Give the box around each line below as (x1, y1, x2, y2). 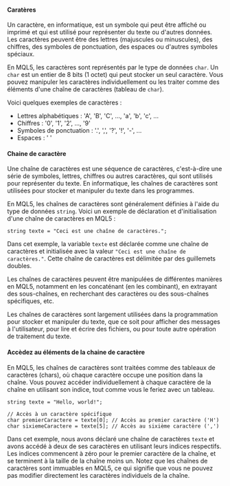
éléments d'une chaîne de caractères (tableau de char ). (7, 85, 164, 93)
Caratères (7, 5, 36, 14)
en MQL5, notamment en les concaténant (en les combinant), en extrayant (7, 283, 218, 291)
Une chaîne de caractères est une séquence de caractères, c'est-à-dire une (7, 165, 222, 173)
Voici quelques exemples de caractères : (7, 98, 122, 107)
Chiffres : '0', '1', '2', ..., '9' (16, 119, 91, 127)
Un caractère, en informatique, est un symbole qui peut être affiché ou (7, 21, 207, 29)
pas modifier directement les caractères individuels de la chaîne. (7, 471, 190, 479)
